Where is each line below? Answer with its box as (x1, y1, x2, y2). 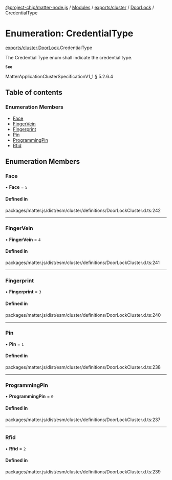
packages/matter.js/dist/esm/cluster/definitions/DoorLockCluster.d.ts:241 (5, 259, 160, 266)
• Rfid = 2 (5, 445, 26, 452)
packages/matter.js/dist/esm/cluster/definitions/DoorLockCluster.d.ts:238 (5, 364, 161, 370)
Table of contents (5, 88, 62, 97)
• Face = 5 (5, 184, 28, 190)
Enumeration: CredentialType (5, 28, 134, 39)
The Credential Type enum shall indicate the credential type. (5, 54, 133, 60)
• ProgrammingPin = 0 (5, 394, 54, 400)
